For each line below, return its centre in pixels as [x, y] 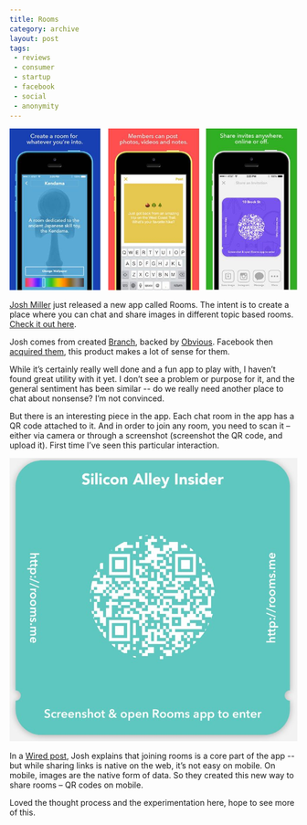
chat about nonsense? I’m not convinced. [87, 398]
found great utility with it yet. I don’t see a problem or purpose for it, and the [152, 379]
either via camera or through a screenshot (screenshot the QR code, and [146, 435]
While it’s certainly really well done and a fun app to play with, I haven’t [143, 369]
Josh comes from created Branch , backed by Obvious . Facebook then [142, 342]
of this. [23, 812]
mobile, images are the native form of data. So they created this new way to [152, 775]
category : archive [44, 29]
